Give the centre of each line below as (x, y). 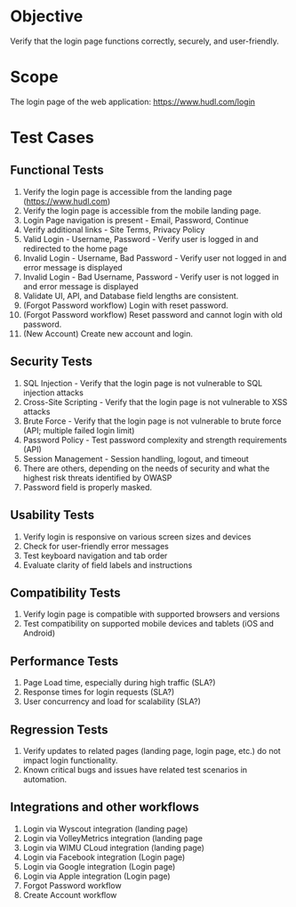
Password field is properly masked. (88, 487)
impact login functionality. (70, 760)
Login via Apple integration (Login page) (97, 876)
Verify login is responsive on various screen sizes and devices (137, 537)
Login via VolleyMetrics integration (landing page (113, 838)
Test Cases (52, 138)
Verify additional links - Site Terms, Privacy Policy (114, 230)
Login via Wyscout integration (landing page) (105, 829)
